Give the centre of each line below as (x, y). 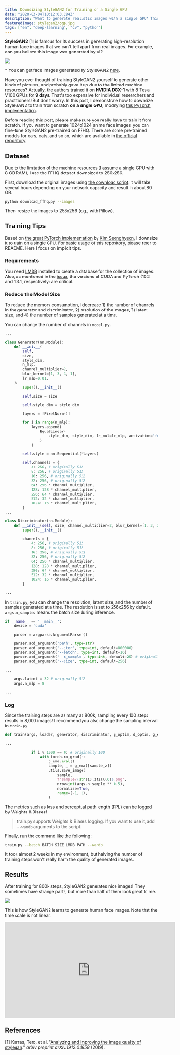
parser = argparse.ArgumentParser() (51, 635)
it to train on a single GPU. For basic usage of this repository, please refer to (81, 243)
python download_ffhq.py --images (40, 201)
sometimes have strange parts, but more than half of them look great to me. (81, 891)
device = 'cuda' (30, 626)
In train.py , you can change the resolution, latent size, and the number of (79, 602)
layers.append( (46, 427)
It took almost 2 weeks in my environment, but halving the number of (74, 854)
